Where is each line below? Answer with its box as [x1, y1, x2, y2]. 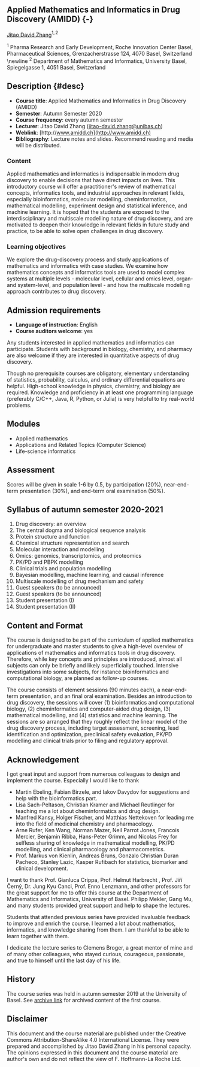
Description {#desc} [7, 81, 84, 92]
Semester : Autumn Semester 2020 [15, 110, 102, 117]
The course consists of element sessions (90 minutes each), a [7, 686, 160, 694]
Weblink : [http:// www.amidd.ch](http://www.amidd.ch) [15, 129, 151, 136]
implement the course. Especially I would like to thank [7, 777, 140, 784]
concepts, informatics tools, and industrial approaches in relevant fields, [7, 189, 185, 197]
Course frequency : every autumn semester [15, 116, 123, 123]
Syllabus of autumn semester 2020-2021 [7, 504, 163, 515]
